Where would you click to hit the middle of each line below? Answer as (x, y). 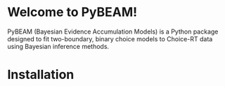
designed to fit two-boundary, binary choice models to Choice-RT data (110, 38)
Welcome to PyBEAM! (72, 12)
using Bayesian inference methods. (58, 46)
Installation (41, 75)
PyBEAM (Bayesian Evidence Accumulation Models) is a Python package (113, 31)
